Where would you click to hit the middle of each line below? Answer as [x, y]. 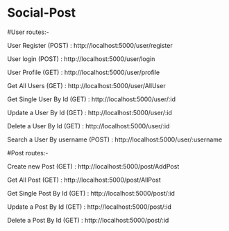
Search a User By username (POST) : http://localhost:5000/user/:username [115, 139]
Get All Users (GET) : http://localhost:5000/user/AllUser [86, 85]
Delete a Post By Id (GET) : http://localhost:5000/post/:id [88, 220]
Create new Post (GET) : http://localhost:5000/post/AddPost [93, 166]
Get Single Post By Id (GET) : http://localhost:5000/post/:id [91, 193]
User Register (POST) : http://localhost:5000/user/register [90, 45]
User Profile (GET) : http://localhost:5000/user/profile [84, 72]
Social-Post [42, 13]
